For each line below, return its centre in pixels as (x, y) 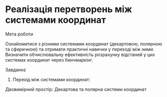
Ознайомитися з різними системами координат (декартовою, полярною (84, 43)
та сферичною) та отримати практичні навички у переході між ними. (80, 49)
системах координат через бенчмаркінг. (49, 60)
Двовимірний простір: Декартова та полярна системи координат (76, 89)
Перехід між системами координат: (51, 79)
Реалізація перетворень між (69, 9)
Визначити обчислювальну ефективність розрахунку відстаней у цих (80, 55)
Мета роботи (19, 34)
